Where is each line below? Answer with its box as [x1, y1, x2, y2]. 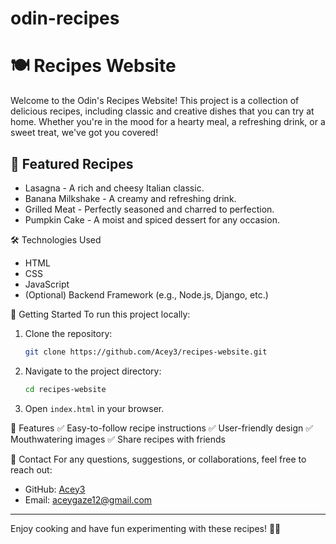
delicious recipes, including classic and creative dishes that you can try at [10, 105, 315, 117]
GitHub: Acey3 [24, 483, 86, 495]
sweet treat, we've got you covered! [10, 127, 159, 139]
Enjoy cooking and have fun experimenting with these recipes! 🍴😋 [10, 522, 282, 534]
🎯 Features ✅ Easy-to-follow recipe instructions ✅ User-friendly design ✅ [10, 422, 314, 434]
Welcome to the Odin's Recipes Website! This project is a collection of [10, 95, 300, 107]
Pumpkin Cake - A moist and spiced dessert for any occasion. [24, 213, 280, 226]
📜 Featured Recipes [10, 155, 134, 172]
